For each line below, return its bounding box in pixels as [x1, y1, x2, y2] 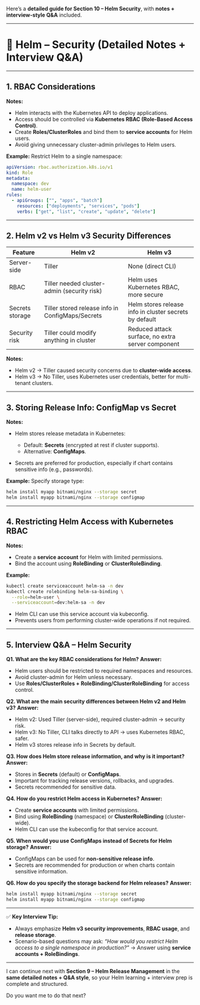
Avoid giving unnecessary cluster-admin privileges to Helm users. [14, 140, 177, 148]
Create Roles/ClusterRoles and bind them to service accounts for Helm [14, 128, 192, 135]
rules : [6, 192, 23, 198]
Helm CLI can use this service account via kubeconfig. [14, 610, 149, 618]
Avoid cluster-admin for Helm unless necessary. [14, 674, 133, 681]
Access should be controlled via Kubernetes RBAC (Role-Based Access [14, 115, 193, 123]
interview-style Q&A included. [6, 11, 82, 19]
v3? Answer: [6, 704, 39, 711]
